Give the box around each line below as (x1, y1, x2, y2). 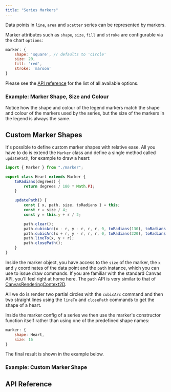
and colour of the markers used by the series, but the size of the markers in (5, 110, 165, 116)
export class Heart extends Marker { (5, 174, 86, 179)
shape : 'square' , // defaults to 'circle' (14, 52, 106, 57)
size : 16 (14, 337, 33, 342)
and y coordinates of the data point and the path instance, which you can (5, 265, 160, 271)
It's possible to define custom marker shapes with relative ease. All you (5, 144, 156, 150)
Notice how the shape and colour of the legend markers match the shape (5, 105, 160, 111)
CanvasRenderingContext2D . (5, 281, 67, 287)
